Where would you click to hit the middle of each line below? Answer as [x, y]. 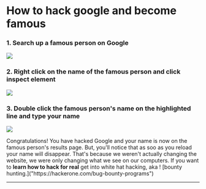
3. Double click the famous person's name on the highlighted [99, 108]
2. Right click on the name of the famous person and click [93, 72]
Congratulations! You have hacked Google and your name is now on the [97, 141]
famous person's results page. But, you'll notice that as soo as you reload [99, 147]
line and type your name [43, 116]
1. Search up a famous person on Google [67, 43]
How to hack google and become [91, 11]
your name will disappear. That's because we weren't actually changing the [102, 154]
